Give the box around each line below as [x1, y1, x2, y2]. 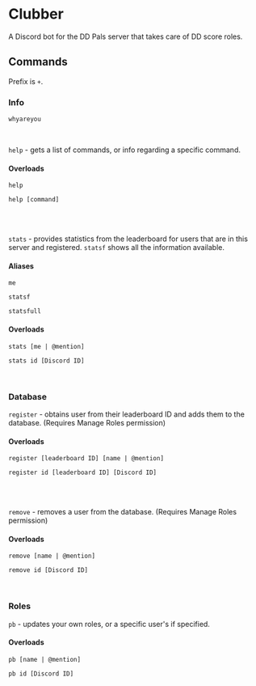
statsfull [8, 307, 42, 315]
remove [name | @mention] [8, 552, 95, 561]
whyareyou [8, 115, 42, 124]
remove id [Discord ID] [8, 566, 89, 574]
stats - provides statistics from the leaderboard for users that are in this [8, 234, 249, 243]
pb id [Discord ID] [8, 669, 74, 678]
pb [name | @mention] [8, 655, 82, 663]
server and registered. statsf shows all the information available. [8, 243, 225, 252]
